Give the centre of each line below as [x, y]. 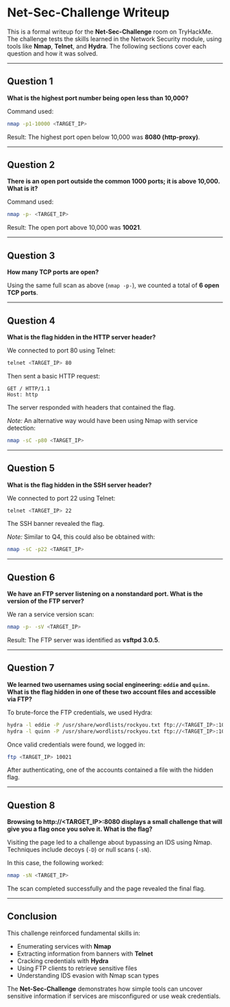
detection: [22, 428]
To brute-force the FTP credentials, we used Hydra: [80, 712]
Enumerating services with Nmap [64, 946]
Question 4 [31, 320]
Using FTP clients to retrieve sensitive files [77, 968]
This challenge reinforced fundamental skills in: [74, 933]
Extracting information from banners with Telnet [85, 954]
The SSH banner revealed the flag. [56, 524]
